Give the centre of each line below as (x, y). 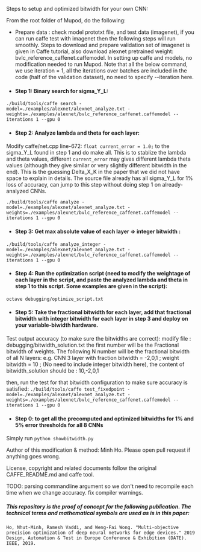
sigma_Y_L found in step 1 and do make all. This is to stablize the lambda (96, 153)
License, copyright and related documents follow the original (82, 468)
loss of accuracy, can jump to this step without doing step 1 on (84, 185)
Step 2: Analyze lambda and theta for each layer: (77, 133)
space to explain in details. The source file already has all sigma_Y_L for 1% (100, 178)
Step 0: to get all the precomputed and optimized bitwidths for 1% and (104, 419)
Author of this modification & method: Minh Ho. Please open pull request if (98, 450)
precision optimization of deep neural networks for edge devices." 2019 (101, 533)
